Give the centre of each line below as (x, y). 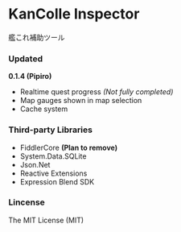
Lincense (27, 202)
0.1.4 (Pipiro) (30, 77)
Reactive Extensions (53, 173)
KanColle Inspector (74, 14)
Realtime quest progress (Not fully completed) (97, 92)
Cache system (44, 109)
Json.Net (35, 164)
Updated (25, 59)
